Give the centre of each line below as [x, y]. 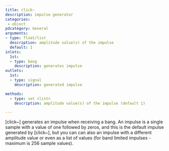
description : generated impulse [48, 85]
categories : [18, 19]
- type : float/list [26, 38]
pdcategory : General [27, 29]
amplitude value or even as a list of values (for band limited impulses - [78, 138]
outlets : [14, 71]
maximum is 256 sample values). [39, 143]
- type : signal [26, 80]
